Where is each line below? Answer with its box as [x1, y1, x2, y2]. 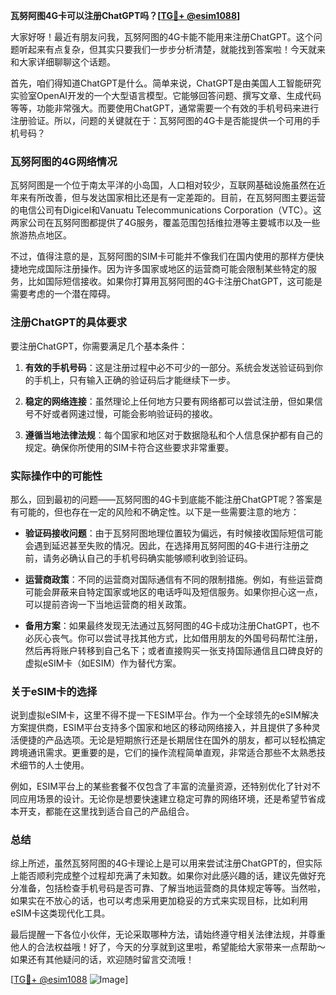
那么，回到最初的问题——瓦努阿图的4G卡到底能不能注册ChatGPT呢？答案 [10, 493, 314, 505]
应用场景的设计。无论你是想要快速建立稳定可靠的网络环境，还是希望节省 [18, 793, 317, 805]
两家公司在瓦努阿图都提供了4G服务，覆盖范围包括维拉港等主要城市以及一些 [10, 217, 321, 229]
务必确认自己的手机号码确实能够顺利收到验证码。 [51, 552, 253, 564]
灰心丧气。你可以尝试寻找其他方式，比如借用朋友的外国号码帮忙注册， [33, 632, 323, 644]
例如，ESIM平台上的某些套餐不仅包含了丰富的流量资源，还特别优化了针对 [10, 780, 312, 793]
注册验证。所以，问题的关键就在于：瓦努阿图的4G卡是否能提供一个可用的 [10, 115, 312, 126]
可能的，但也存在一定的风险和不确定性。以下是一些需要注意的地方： [18, 505, 300, 518]
